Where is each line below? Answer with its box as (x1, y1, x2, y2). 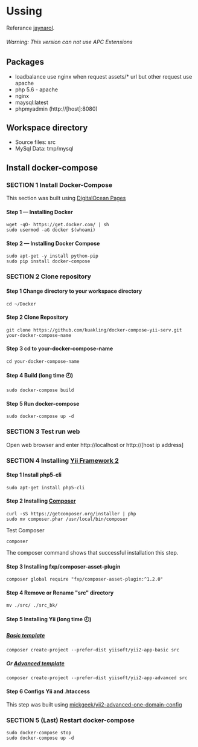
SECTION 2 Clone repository (6, 272, 92, 281)
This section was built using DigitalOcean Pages (6, 195, 126, 202)
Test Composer (6, 527, 45, 534)
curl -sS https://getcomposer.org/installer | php (6, 511, 136, 517)
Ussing (6, 4, 42, 18)
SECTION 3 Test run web (6, 428, 80, 436)
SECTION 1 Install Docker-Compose (6, 180, 113, 189)
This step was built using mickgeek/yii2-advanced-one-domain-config (6, 701, 182, 708)
